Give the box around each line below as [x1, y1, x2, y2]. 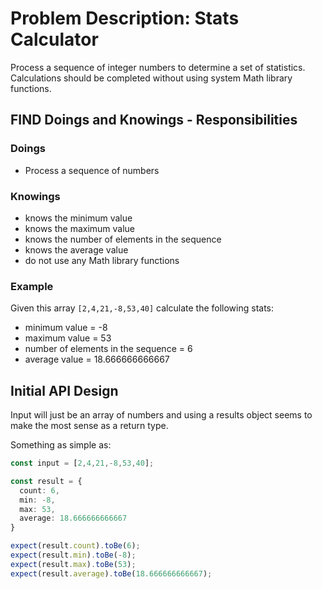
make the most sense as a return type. [10, 420, 169, 432]
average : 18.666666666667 [19, 513, 128, 524]
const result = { [10, 476, 83, 486]
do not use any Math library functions [24, 254, 180, 266]
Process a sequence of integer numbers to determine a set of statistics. [10, 61, 306, 73]
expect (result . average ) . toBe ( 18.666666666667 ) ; [10, 568, 213, 579]
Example [10, 279, 54, 293]
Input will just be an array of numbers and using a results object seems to [10, 409, 313, 421]
